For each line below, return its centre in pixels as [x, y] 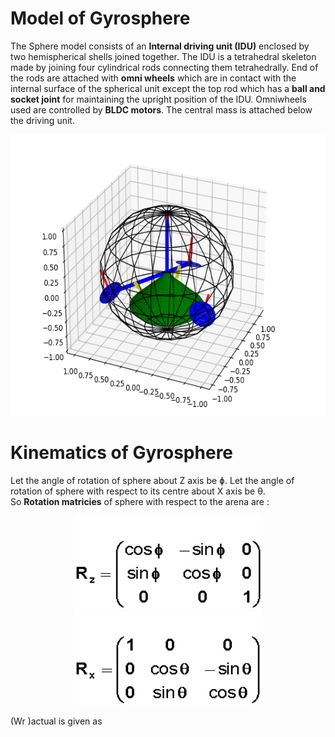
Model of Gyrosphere [100, 18]
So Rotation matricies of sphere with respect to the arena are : [140, 501]
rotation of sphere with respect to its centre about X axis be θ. [138, 491]
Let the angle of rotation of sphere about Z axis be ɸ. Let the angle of [152, 480]
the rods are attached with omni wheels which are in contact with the [153, 78]
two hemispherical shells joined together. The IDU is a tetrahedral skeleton [163, 56]
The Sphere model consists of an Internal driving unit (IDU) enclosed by [160, 46]
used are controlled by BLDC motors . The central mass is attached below [161, 109]
